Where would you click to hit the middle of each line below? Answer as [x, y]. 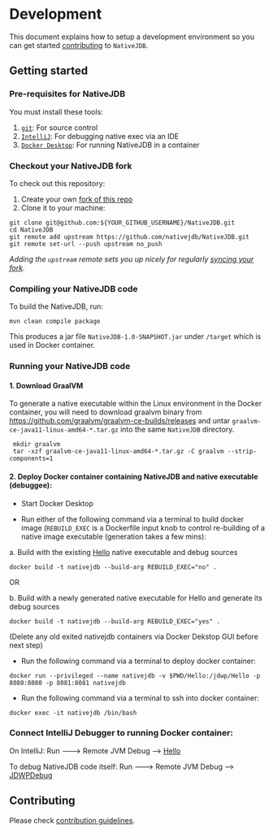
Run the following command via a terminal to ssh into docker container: [140, 698]
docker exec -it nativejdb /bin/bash [73, 713]
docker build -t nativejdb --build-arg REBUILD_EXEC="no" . [113, 567]
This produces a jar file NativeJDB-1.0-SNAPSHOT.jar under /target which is [135, 336]
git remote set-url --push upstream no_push [86, 244]
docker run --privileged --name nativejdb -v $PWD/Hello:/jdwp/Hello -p [135, 675]
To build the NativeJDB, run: [56, 306]
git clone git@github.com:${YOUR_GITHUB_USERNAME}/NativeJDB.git [122, 223]
